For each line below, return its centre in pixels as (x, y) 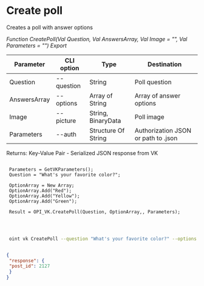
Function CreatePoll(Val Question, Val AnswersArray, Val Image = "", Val (97, 39)
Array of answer (158, 96)
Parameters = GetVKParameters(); (51, 169)
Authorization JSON (163, 130)
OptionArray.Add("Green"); (43, 201)
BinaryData (105, 121)
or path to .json (156, 138)
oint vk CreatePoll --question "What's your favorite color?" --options (103, 239)
